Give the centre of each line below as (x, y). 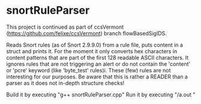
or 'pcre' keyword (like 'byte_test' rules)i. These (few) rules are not (88, 70)
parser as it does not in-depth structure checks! (65, 83)
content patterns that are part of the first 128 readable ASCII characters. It (97, 57)
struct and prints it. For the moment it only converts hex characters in (92, 51)
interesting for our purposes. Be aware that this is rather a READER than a (97, 77)
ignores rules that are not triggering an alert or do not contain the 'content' (98, 64)
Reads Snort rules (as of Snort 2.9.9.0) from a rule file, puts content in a (94, 45)
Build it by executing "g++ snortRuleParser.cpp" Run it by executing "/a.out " (101, 94)
